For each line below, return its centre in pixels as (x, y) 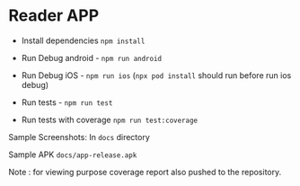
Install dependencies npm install (83, 40)
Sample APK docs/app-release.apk (73, 155)
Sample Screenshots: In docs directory (79, 137)
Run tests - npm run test (67, 102)
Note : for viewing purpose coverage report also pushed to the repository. (145, 172)
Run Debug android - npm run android (92, 58)
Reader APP (54, 16)
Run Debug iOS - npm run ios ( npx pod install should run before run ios (156, 75)
